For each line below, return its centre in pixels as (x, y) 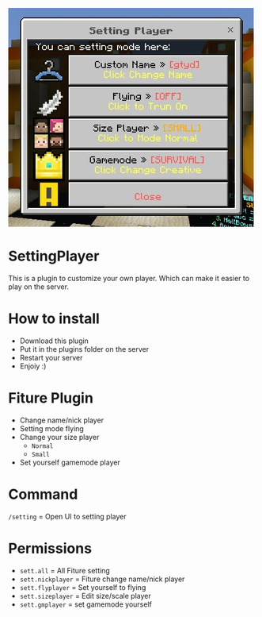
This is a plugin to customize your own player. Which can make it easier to (129, 278)
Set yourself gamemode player (70, 462)
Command (43, 494)
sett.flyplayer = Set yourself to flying (83, 587)
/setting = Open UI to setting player (67, 516)
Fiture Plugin (51, 398)
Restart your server (51, 357)
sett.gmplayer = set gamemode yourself (85, 604)
